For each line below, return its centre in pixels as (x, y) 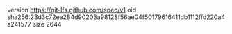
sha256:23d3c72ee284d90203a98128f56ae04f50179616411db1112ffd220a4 (116, 17)
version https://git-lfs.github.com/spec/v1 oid (72, 10)
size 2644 (47, 24)
